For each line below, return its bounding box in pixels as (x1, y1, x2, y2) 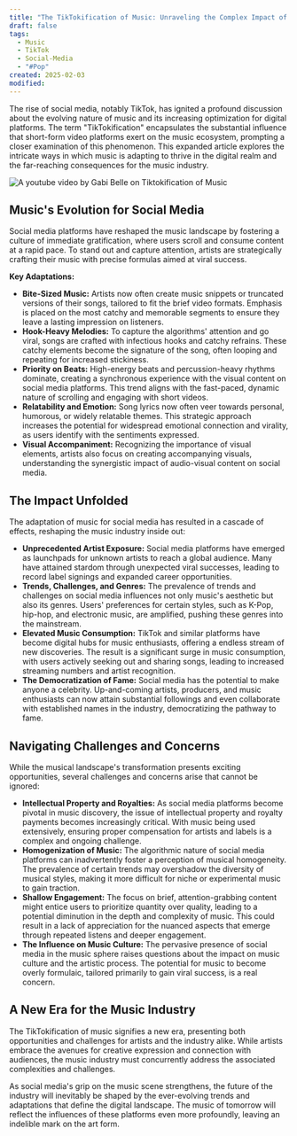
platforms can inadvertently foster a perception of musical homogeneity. (21, 854, 286, 865)
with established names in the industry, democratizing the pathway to (21, 704, 277, 714)
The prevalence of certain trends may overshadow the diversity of (21, 864, 264, 875)
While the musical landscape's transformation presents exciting (9, 762, 241, 773)
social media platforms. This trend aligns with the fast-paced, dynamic (21, 383, 280, 393)
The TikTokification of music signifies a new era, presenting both (9, 1025, 246, 1037)
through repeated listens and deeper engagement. (21, 930, 207, 940)
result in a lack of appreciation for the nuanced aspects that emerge (21, 921, 270, 931)
